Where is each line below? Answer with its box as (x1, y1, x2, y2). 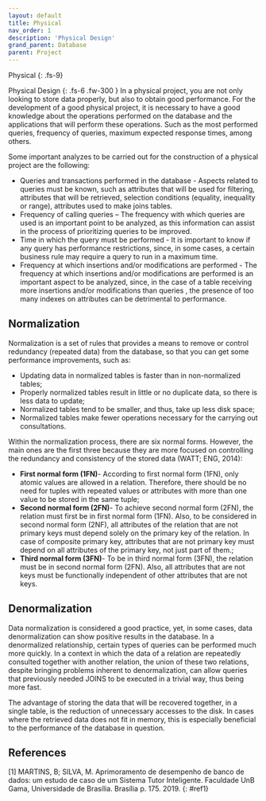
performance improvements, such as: (8, 355, 131, 364)
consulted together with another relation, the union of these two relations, (8, 657, 249, 667)
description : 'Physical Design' (8, 33, 115, 42)
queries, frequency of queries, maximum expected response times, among (8, 128, 253, 138)
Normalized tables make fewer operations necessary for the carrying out (19, 413, 258, 422)
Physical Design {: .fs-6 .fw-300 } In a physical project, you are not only (8, 86, 244, 95)
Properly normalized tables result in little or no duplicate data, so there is (19, 387, 258, 397)
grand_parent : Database (8, 41, 87, 49)
